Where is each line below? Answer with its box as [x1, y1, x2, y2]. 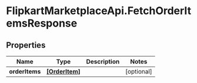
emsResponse [6, 16, 78, 30]
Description [86, 58, 120, 65]
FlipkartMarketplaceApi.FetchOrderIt [6, 4, 192, 18]
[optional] [125, 68, 153, 75]
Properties [6, 40, 46, 50]
